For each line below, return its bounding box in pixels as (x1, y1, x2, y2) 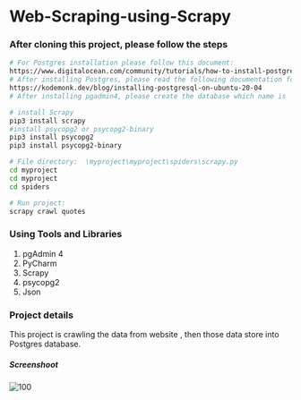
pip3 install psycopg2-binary (9, 141, 123, 150)
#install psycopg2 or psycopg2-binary (9, 124, 154, 133)
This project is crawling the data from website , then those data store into (9, 329, 279, 340)
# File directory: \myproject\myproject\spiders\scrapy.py (9, 157, 239, 166)
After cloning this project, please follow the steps (9, 38, 228, 51)
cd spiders (9, 182, 50, 191)
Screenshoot (9, 359, 58, 370)
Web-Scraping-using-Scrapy (9, 6, 231, 27)
